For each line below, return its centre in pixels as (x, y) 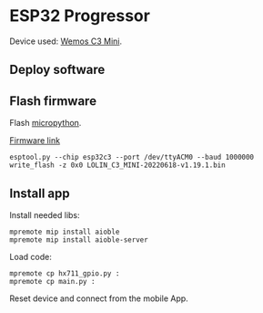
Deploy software (57, 70)
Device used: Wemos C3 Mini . (66, 41)
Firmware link (35, 141)
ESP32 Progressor (80, 16)
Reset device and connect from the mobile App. (99, 298)
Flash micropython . (46, 123)
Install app (40, 193)
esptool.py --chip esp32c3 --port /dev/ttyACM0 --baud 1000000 (132, 157)
